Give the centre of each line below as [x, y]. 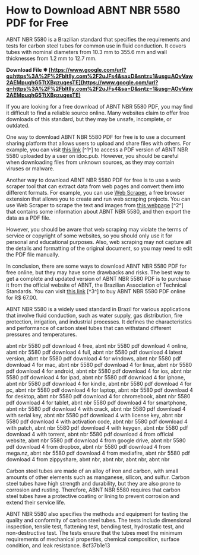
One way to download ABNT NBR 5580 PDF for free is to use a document [96, 137]
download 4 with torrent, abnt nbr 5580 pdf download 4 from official [90, 434]
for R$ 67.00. [22, 297]
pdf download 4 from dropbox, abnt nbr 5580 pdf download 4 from [88, 446]
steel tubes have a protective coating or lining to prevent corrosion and [93, 496]
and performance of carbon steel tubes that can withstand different [89, 328]
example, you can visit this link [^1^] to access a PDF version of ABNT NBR [97, 150]
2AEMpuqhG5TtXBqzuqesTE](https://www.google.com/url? [82, 82]
